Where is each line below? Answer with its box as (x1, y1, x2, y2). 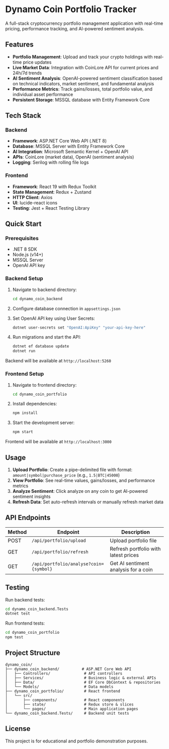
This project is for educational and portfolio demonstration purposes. (5, 738, 148, 744)
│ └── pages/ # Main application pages (5, 706, 138, 711)
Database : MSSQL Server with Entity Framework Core (12, 143, 125, 150)
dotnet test (5, 611, 30, 616)
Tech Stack (5, 111, 41, 120)
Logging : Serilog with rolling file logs (12, 159, 89, 165)
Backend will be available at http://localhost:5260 (5, 358, 112, 364)
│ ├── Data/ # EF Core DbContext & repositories (5, 680, 161, 685)
